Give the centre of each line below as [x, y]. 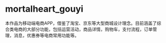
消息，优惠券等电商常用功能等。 [46, 35]
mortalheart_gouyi [44, 9]
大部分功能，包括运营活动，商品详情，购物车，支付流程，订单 [89, 29]
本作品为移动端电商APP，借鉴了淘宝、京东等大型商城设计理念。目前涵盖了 [81, 23]
